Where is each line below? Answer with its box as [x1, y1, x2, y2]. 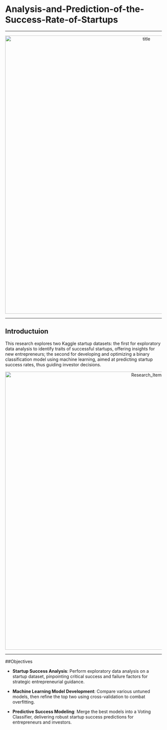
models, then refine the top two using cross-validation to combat [12, 694, 146, 700]
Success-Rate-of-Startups [5, 14, 118, 25]
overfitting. [12, 699, 35, 705]
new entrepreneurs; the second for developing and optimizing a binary [5, 351, 150, 357]
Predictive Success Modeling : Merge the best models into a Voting [12, 709, 151, 715]
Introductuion [5, 327, 49, 336]
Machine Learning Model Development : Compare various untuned [12, 688, 150, 694]
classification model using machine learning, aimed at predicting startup [5, 356, 153, 362]
